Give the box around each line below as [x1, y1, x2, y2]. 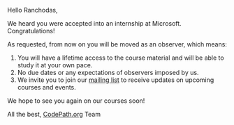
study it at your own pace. [17, 61, 93, 69]
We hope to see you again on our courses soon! [7, 97, 145, 105]
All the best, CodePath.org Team [7, 110, 101, 118]
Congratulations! [7, 27, 55, 35]
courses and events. [17, 83, 77, 91]
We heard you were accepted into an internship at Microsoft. [7, 19, 182, 27]
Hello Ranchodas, [7, 6, 58, 14]
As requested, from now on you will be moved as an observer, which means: [7, 40, 227, 48]
